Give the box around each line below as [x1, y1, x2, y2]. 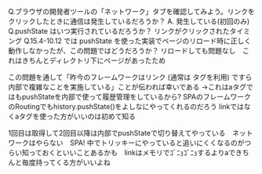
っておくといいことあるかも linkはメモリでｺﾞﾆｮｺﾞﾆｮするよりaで [28, 148, 236, 157]
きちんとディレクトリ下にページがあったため [21, 56, 166, 65]
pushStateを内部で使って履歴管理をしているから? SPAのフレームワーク [21, 92, 251, 101]
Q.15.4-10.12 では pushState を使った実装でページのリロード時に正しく [23, 36, 252, 45]
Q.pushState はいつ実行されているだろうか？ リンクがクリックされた [8, 27, 230, 35]
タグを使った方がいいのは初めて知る [18, 112, 136, 121]
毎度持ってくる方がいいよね [21, 158, 111, 167]
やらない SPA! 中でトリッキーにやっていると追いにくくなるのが [35, 138, 245, 147]
